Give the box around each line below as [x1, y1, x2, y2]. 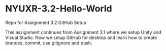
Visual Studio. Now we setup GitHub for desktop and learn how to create [5, 34, 157, 40]
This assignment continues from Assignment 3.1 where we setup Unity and [5, 29, 161, 35]
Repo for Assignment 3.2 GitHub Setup [5, 19, 87, 25]
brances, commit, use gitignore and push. [5, 39, 92, 45]
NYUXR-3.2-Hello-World [5, 3, 113, 14]
